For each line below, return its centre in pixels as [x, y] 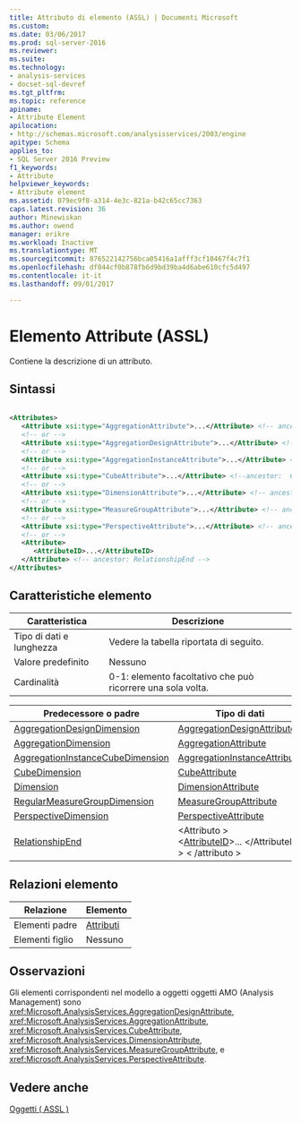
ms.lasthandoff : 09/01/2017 [62, 284]
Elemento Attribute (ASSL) [109, 336]
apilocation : [34, 126]
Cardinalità [37, 682]
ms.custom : [30, 26]
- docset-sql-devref [48, 84]
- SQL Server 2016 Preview [60, 159]
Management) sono [46, 1002]
